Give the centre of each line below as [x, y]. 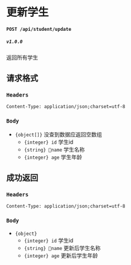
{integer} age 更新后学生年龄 [61, 255]
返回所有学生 [22, 57]
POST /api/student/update [39, 29]
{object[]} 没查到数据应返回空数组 [59, 134]
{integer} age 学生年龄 [53, 157]
